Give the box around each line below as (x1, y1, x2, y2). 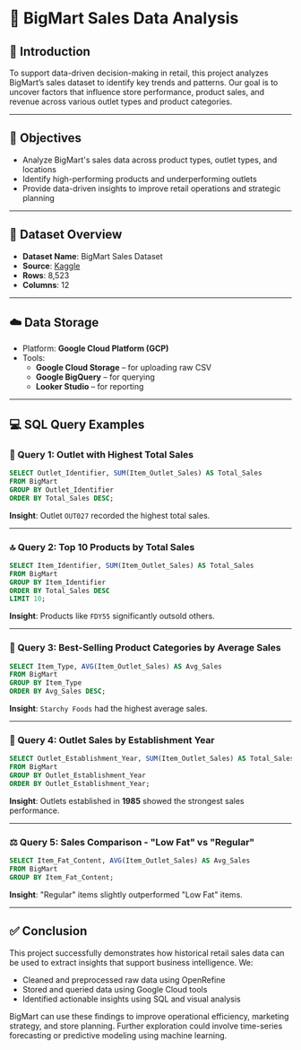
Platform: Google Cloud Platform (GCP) (21, 343, 169, 354)
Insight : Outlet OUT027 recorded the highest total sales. (9, 510, 211, 521)
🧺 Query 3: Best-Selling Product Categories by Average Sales (9, 642, 281, 654)
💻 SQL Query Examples (9, 416, 145, 432)
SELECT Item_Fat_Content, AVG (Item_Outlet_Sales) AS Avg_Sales (9, 856, 251, 865)
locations (21, 163, 56, 174)
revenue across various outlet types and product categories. (9, 96, 233, 107)
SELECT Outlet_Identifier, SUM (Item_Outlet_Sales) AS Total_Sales (9, 468, 262, 478)
